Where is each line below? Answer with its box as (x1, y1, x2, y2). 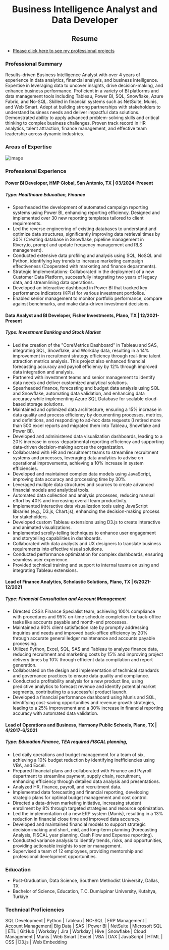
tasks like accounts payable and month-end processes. (12, 619, 128, 625)
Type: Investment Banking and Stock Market (5, 329, 101, 335)
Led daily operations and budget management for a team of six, (12, 751, 145, 758)
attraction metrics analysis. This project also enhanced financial (12, 358, 145, 364)
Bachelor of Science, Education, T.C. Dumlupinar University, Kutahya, (12, 888, 157, 894)
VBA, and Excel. (12, 762, 46, 768)
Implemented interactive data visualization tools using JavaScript (12, 503, 148, 509)
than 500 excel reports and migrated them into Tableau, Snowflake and (12, 423, 160, 429)
